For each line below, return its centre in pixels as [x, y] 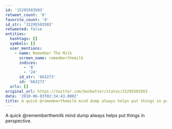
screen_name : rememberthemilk [51, 58]
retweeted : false [24, 29]
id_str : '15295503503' [29, 24]
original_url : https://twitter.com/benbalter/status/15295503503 [76, 91]
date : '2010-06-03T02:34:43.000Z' [42, 96]
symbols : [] [23, 44]
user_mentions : [26, 48]
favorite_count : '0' [27, 20]
